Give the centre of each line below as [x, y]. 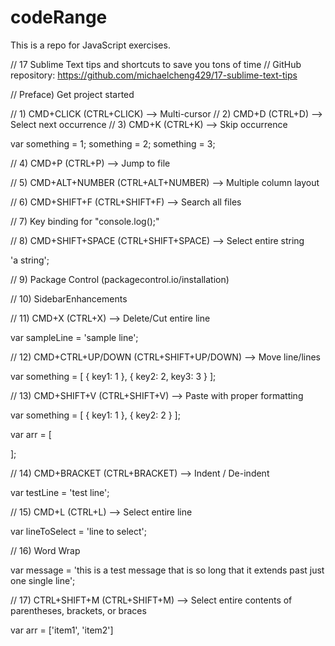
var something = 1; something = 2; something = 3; [113, 143]
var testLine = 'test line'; [60, 492]
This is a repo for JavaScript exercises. [90, 45]
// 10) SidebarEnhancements [69, 298]
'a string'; [30, 260]
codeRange [59, 17]
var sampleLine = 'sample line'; [74, 337]
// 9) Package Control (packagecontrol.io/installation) [120, 279]
